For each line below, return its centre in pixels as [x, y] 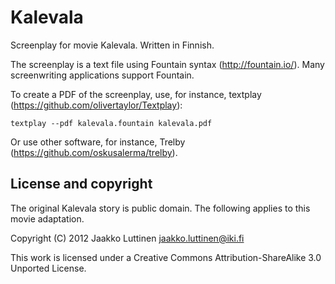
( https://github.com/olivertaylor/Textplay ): [96, 105]
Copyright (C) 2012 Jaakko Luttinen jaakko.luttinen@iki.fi [127, 238]
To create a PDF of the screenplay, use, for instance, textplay [136, 94]
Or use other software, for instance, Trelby [98, 142]
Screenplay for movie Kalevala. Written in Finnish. [112, 45]
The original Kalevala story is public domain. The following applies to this [160, 208]
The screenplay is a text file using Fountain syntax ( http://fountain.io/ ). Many [167, 64]
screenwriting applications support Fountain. [102, 75]
